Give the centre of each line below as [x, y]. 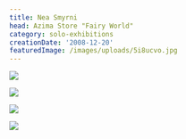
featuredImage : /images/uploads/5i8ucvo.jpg [93, 51]
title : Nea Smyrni [43, 17]
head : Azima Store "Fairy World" [72, 26]
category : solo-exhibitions [62, 34]
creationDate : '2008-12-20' [62, 42]
